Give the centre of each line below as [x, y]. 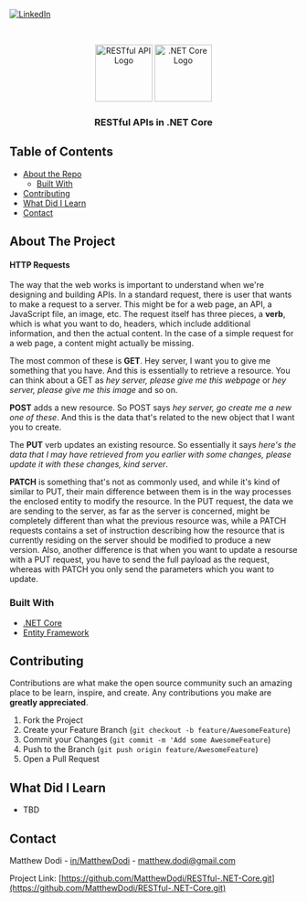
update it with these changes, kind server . [89, 464]
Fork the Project [53, 720]
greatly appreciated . [49, 703]
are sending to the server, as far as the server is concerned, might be [140, 511]
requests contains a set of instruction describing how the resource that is [147, 531]
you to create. [36, 427]
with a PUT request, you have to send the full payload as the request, [139, 560]
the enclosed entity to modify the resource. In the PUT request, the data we [152, 502]
